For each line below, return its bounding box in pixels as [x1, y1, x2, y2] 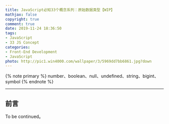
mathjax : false [5, 12, 37, 17]
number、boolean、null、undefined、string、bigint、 [47, 73, 159, 79]
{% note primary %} [5, 73, 47, 79]
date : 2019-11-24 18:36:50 [5, 26, 62, 31]
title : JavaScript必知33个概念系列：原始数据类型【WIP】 [5, 7, 115, 13]
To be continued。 [5, 113, 44, 119]
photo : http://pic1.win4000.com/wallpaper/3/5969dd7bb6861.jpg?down [5, 59, 152, 64]
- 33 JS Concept [5, 40, 39, 45]
